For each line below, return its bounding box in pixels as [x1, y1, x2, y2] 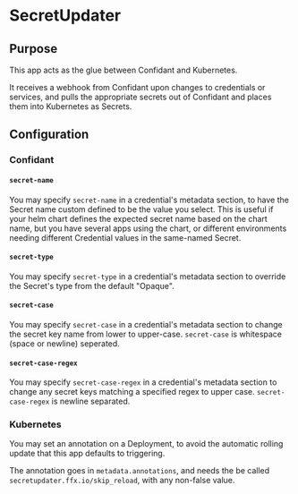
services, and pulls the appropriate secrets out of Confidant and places [9, 91, 272, 102]
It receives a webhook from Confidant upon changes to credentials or [9, 82, 266, 92]
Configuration [9, 127, 89, 142]
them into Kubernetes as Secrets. [9, 101, 132, 112]
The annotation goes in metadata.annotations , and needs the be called [9, 465, 270, 476]
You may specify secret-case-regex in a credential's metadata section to [9, 377, 277, 388]
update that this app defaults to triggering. [9, 448, 166, 459]
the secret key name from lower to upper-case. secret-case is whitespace [9, 328, 283, 339]
